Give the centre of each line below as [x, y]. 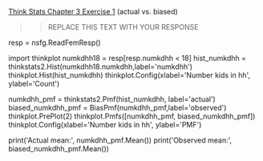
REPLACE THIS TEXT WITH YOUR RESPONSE [123, 27]
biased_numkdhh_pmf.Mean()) [59, 149]
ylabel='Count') [34, 84]
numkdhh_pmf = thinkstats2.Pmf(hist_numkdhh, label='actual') [112, 99]
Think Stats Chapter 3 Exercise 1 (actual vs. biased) [93, 12]
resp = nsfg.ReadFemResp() [55, 42]
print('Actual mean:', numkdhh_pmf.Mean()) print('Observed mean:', [120, 140]
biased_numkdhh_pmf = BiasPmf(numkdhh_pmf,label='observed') [117, 108]
